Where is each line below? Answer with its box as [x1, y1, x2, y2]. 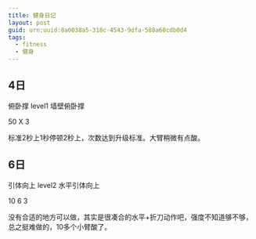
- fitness [15, 41, 47, 49]
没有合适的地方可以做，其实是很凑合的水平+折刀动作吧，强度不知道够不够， [8, 212, 253, 222]
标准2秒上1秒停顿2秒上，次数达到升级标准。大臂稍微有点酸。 [8, 132, 205, 142]
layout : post [8, 19, 51, 27]
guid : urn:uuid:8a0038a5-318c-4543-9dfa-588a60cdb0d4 [8, 26, 188, 34]
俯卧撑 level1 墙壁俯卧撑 [8, 101, 85, 110]
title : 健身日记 [8, 11, 56, 20]
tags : [8, 33, 26, 42]
